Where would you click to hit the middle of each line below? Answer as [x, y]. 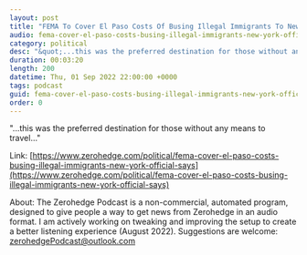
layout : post [34, 18]
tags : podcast [37, 86]
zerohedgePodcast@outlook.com [73, 241]
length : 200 [32, 69]
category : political [49, 43]
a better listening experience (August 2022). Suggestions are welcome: [144, 231]
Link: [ [21, 156]
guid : [20, 94]
